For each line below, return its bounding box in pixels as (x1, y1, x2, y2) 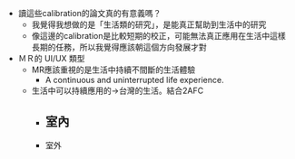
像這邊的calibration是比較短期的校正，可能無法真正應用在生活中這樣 (31, 31, 286, 41)
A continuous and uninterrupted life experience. (44, 75, 224, 85)
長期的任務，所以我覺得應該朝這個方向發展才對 (31, 42, 207, 52)
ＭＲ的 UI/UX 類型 (17, 53, 85, 63)
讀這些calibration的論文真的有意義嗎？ (17, 8, 162, 18)
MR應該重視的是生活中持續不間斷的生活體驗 (31, 64, 196, 75)
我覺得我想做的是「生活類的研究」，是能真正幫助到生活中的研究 (31, 19, 267, 30)
